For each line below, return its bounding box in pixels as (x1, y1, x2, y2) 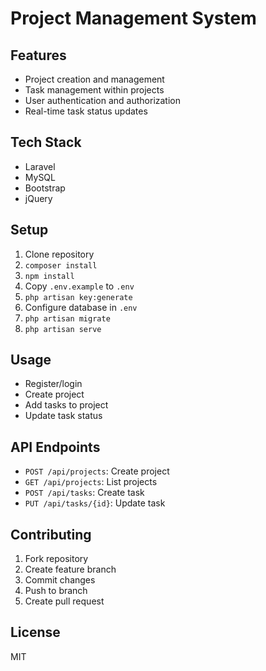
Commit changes (24, 574, 96, 586)
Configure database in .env (24, 301, 138, 313)
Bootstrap (24, 182, 66, 194)
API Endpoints (10, 438, 101, 456)
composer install (24, 260, 98, 271)
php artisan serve (24, 324, 102, 334)
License (10, 624, 61, 641)
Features (10, 47, 67, 64)
